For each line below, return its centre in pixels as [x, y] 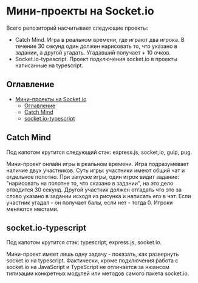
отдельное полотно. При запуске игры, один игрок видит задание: [93, 176]
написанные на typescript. [49, 65]
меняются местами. [32, 209]
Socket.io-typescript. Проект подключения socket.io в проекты [96, 59]
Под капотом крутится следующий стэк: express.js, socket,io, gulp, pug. [99, 152]
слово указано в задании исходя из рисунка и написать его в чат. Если [99, 196]
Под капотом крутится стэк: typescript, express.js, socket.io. [84, 242]
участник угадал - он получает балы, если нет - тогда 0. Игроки [90, 202]
